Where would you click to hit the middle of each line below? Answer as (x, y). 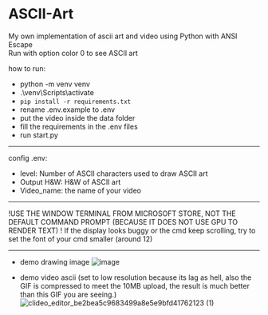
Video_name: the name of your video (81, 190)
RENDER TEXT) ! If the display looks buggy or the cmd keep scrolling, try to (132, 230)
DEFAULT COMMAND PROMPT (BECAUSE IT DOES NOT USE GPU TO (123, 221)
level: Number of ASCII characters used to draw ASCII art (114, 173)
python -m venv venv (55, 84)
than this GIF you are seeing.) (68, 294)
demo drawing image (55, 261)
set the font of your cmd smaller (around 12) (81, 239)
